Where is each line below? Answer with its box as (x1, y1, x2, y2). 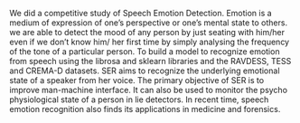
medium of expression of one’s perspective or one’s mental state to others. (9, 17, 287, 28)
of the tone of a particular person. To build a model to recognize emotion (9, 46, 280, 57)
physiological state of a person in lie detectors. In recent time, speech (9, 94, 269, 105)
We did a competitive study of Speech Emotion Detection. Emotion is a (9, 8, 273, 18)
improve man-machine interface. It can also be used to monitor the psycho (9, 85, 287, 95)
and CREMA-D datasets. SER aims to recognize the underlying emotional (9, 65, 280, 76)
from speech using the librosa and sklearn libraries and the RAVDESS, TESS (9, 56, 292, 66)
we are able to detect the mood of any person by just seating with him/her (9, 27, 285, 37)
